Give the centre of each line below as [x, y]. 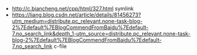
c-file [60, 46]
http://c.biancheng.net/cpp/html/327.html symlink [73, 9]
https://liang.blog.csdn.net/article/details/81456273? [76, 15]
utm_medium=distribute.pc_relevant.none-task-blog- [77, 21]
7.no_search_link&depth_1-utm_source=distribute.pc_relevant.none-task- [101, 34]
